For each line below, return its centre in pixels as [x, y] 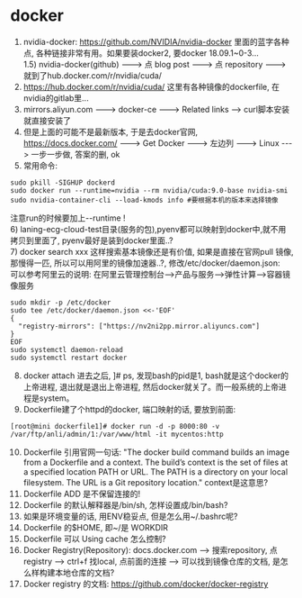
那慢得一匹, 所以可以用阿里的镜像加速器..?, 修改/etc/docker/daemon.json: [146, 263]
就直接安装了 [47, 120]
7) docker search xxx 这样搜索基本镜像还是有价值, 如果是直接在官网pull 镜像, [152, 251]
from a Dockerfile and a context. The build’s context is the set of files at [155, 462]
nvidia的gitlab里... [56, 98]
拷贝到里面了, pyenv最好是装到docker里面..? [92, 240]
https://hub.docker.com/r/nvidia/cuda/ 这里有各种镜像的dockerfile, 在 [151, 86]
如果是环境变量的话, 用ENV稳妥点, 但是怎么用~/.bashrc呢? [130, 516]
